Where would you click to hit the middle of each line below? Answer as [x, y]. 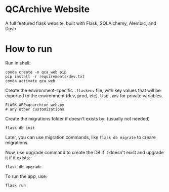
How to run [29, 49]
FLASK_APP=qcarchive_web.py [35, 105]
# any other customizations [35, 109]
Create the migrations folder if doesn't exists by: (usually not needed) [78, 118]
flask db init [20, 128]
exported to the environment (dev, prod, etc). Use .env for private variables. [84, 95]
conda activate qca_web [30, 81]
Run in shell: [18, 63]
